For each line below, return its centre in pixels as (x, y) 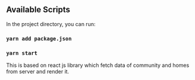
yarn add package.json (39, 39)
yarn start (22, 53)
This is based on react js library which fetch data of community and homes (98, 65)
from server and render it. (38, 72)
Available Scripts (38, 10)
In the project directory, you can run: (51, 24)
